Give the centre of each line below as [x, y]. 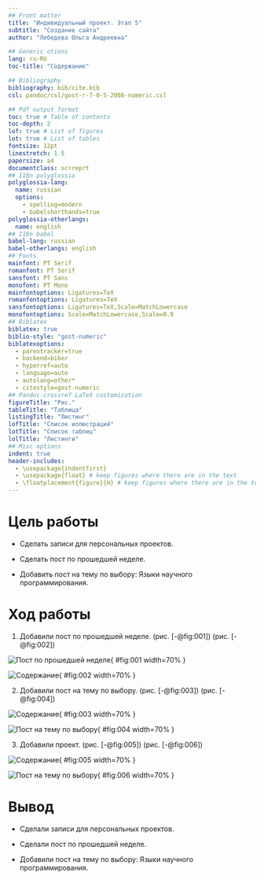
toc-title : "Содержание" [49, 67]
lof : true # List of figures [56, 132]
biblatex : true [33, 329]
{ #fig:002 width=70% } [97, 675]
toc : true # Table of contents [59, 117]
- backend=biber [42, 358]
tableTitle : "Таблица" [45, 410]
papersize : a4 [31, 161]
